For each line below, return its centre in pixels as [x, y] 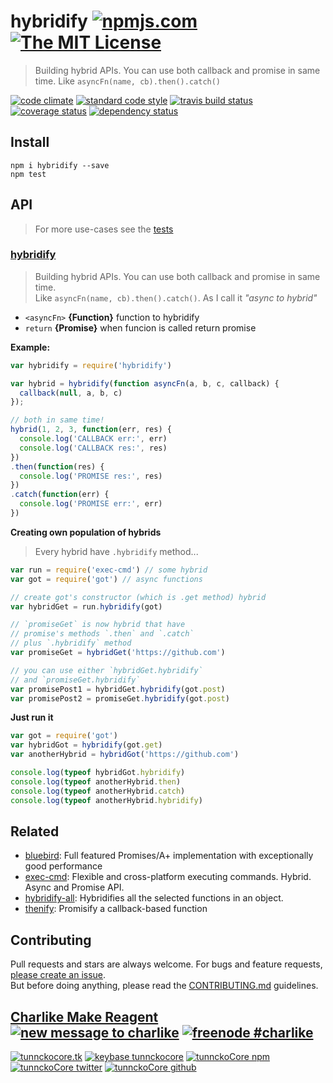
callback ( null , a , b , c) [71, 393]
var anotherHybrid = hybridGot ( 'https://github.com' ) [125, 755]
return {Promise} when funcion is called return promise [140, 327]
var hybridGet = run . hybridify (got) [86, 606]
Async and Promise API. [74, 887]
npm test [28, 174]
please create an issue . [58, 975]
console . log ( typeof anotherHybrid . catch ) [98, 791]
